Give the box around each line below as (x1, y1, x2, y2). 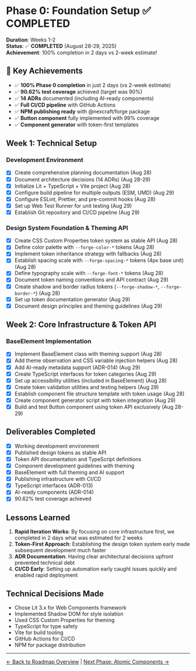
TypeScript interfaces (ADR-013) (14, 482, 93, 489)
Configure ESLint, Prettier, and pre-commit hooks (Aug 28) (14, 195, 156, 202)
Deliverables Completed (6, 427, 96, 437)
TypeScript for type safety (14, 622, 78, 629)
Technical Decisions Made (6, 589, 104, 598)
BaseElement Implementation (6, 338, 92, 346)
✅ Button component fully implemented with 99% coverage (14, 114, 160, 121)
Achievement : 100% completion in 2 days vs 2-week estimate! (6, 49, 157, 56)
